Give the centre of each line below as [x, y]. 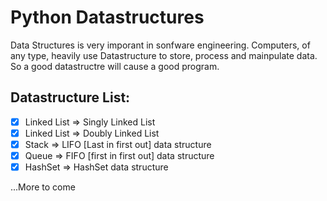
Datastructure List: [70, 97]
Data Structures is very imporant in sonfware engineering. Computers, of [160, 45]
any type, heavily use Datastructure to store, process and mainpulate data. [164, 55]
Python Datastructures [107, 17]
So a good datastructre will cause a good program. [115, 66]
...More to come [43, 187]
